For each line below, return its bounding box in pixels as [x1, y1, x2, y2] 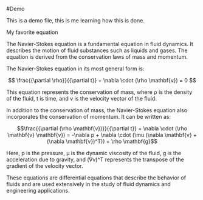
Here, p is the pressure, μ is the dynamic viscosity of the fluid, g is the [6, 150, 181, 156]
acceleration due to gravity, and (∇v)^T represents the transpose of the [6, 156, 184, 163]
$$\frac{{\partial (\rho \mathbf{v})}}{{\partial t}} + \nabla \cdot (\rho [16, 125, 188, 132]
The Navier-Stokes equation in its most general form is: [6, 65, 145, 72]
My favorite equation [6, 28, 58, 36]
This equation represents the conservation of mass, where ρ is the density [6, 88, 193, 96]
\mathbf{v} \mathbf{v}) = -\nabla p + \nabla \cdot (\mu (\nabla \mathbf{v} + [7, 132, 198, 138]
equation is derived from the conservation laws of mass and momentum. [6, 53, 188, 60]
